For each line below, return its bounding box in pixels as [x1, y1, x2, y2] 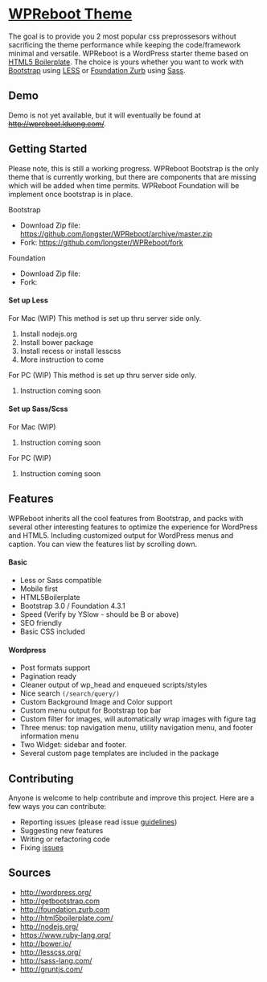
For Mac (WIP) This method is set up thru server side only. [8, 313, 202, 323]
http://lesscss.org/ [19, 947, 82, 957]
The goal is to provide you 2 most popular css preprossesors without [8, 31, 237, 41]
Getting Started [8, 142, 88, 156]
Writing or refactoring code [19, 834, 110, 844]
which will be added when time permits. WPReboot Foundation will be [8, 180, 240, 190]
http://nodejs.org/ [19, 922, 79, 931]
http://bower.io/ [19, 939, 72, 948]
